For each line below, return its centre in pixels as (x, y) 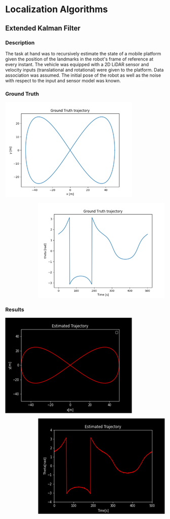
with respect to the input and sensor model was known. (63, 80)
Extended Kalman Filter (43, 28)
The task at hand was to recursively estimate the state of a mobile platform (83, 53)
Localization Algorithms (57, 9)
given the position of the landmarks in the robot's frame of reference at (79, 59)
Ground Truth (22, 94)
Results (15, 310)
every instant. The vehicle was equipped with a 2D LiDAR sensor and (77, 64)
